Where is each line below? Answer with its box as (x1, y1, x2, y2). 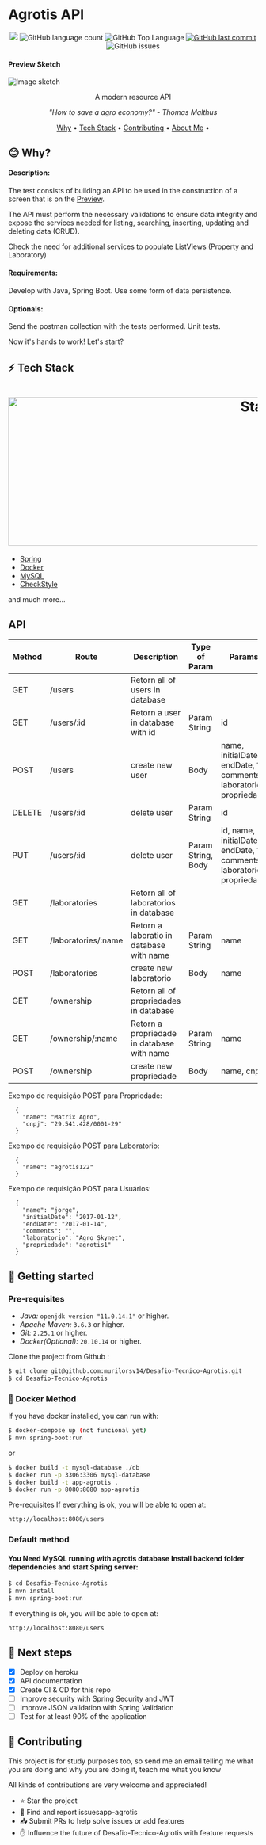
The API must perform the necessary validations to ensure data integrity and (8, 209, 258, 219)
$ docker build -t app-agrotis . (8, 1478, 119, 1486)
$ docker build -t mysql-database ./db (8, 1463, 140, 1471)
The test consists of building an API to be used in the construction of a (8, 185, 238, 195)
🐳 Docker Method (8, 1393, 77, 1404)
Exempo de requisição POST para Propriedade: (8, 1091, 162, 1100)
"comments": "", (22, 1227, 77, 1235)
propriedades (130, 996, 181, 1007)
